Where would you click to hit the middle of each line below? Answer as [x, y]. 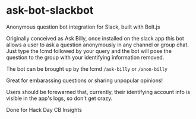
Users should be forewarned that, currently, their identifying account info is [98, 92]
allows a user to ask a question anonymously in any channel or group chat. [97, 45]
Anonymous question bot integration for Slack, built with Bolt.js [83, 27]
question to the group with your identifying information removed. [85, 57]
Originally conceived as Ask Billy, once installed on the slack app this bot [95, 38]
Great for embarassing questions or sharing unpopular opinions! [85, 80]
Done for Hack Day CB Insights [44, 109]
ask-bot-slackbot [50, 10]
